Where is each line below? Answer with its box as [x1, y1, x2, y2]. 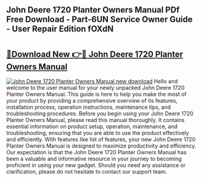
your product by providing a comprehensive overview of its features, [6, 97, 178, 104]
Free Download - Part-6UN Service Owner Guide [6, 15, 193, 25]
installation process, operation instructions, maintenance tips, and [6, 103, 171, 111]
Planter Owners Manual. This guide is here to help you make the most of [6, 90, 187, 98]
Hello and [153, 78, 178, 84]
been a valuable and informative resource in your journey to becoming [6, 155, 182, 162]
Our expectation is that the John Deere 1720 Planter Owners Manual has [6, 149, 187, 155]
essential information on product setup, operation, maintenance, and [6, 123, 178, 130]
